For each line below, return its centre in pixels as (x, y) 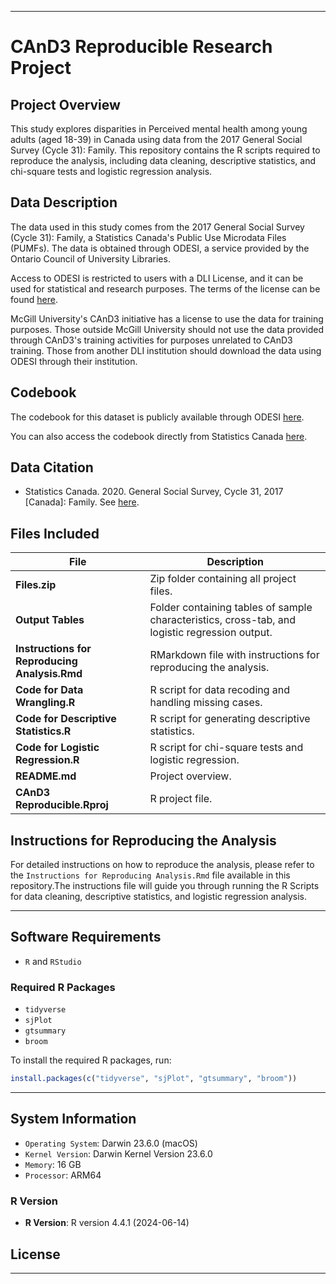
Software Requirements (86, 937)
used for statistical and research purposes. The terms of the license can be (165, 288)
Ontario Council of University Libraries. (90, 258)
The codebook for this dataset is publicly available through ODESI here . (157, 417)
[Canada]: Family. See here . (82, 502)
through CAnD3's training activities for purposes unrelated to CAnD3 (151, 340)
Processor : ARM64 (63, 1175)
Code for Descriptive (66, 719)
